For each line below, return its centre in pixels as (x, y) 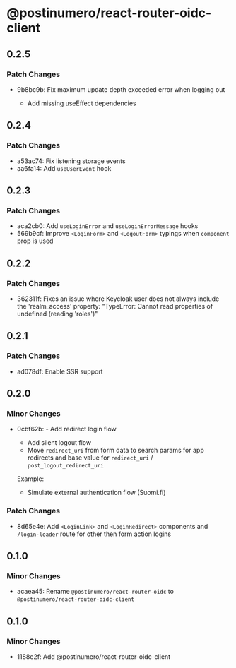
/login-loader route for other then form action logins (94, 534)
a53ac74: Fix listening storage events (71, 161)
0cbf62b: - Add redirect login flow (67, 429)
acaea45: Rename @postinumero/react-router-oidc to (95, 592)
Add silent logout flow (59, 443)
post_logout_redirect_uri (65, 466)
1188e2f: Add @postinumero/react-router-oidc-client (94, 656)
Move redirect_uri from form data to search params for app (116, 451)
